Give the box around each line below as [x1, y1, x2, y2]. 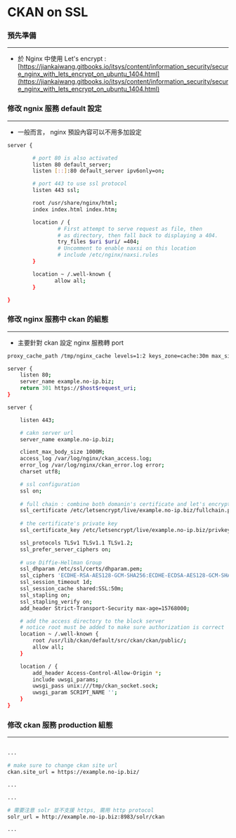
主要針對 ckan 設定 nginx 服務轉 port [17, 338, 124, 347]
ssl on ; [20, 487, 42, 495]
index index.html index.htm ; [32, 205, 118, 213]
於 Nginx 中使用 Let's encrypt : [17, 54, 107, 63]
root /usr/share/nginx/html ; [32, 200, 118, 207]
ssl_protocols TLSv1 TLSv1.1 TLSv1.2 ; [20, 539, 133, 546]
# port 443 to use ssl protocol [32, 180, 128, 187]
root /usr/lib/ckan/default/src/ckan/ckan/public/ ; [32, 637, 188, 645]
